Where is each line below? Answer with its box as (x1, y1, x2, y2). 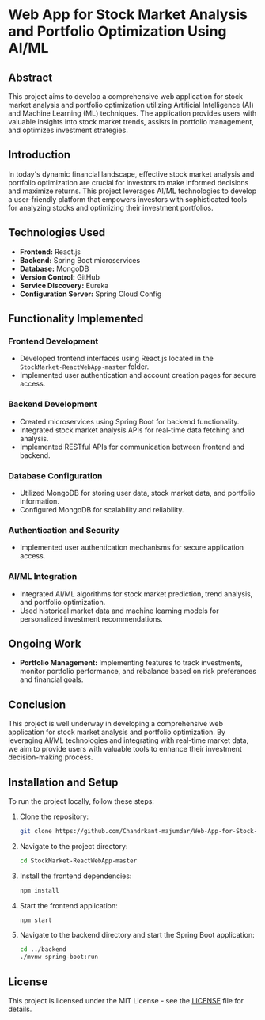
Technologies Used (8, 226, 105, 239)
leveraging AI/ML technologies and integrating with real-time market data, (8, 736, 249, 745)
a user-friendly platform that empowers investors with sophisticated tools (8, 194, 248, 204)
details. (8, 1004, 32, 1014)
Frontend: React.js (19, 247, 81, 257)
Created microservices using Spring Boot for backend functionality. (19, 417, 240, 426)
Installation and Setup (8, 775, 119, 789)
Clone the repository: (19, 812, 89, 821)
